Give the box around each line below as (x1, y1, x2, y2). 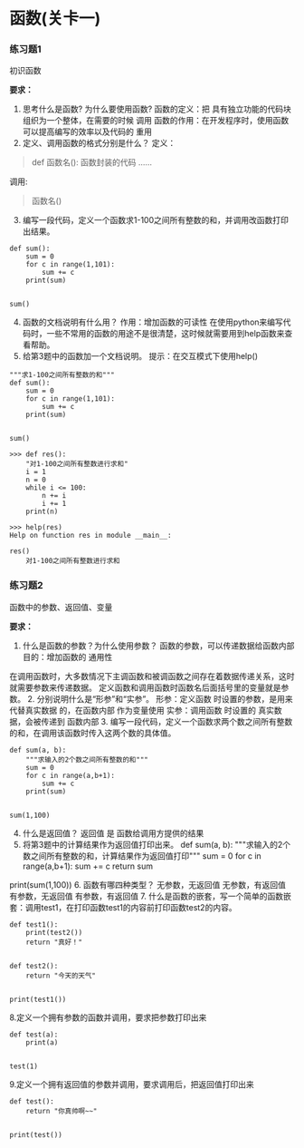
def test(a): (9, 1030, 59, 1039)
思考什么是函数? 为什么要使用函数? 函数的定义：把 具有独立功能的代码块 (22, 103, 291, 114)
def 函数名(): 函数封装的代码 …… (31, 157, 152, 168)
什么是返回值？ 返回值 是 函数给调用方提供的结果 (22, 827, 204, 839)
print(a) (25, 1037, 59, 1047)
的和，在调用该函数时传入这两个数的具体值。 (9, 727, 176, 738)
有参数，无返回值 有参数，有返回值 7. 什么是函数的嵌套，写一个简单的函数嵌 (9, 890, 292, 901)
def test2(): (9, 961, 59, 970)
